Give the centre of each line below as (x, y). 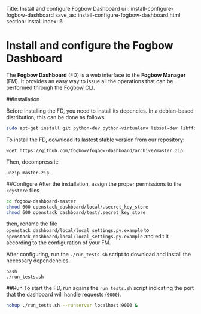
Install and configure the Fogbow (90, 46)
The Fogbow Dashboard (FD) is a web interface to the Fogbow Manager (96, 75)
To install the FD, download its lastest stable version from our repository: (95, 140)
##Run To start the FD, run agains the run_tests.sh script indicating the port (100, 288)
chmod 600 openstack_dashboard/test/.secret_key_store (76, 212)
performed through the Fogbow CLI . (51, 87)
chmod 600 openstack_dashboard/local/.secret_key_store (77, 207)
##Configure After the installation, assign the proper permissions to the (94, 184)
